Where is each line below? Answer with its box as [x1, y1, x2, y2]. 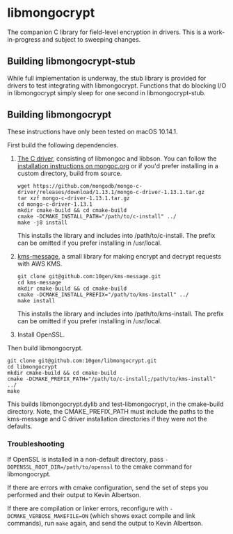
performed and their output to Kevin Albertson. [7, 490, 141, 499]
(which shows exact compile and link [90, 511, 196, 519]
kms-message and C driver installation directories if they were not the [7, 414, 207, 423]
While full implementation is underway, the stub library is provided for [7, 74, 207, 82]
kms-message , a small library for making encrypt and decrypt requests [17, 252, 221, 260]
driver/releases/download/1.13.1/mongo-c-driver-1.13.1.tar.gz [17, 188, 205, 195]
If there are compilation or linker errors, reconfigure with [7, 504, 168, 512]
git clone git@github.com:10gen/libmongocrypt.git [7, 357, 157, 364]
